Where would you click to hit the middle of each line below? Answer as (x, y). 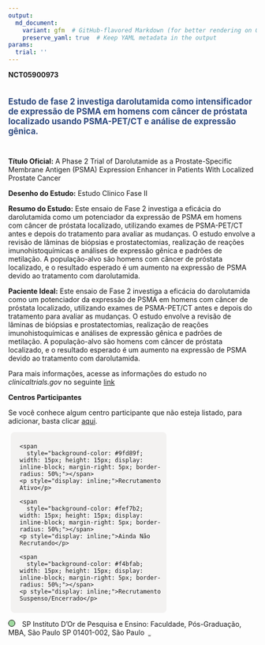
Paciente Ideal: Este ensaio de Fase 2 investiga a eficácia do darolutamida (129, 291)
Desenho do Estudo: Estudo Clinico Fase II (78, 193)
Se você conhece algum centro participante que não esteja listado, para (125, 413)
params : (21, 45)
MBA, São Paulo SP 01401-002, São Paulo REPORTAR (79, 632)
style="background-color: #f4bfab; (85, 564)
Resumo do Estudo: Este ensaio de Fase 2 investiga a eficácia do (115, 208)
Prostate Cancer (35, 178)
